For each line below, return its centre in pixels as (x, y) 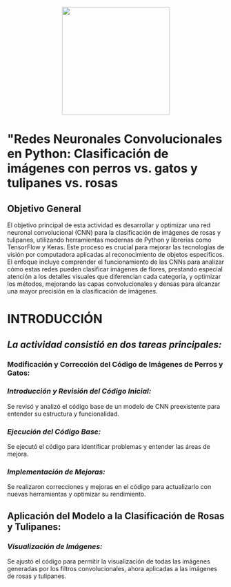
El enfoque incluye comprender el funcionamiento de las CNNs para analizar (116, 262)
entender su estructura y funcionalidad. (63, 414)
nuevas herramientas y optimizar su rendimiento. (77, 494)
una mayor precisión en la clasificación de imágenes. (82, 291)
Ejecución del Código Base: (54, 432)
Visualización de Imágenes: (55, 546)
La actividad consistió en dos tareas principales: (114, 344)
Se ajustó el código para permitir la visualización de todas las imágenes (109, 561)
